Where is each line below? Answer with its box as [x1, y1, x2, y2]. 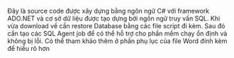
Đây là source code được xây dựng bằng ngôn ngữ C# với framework [7, 7, 210, 15]
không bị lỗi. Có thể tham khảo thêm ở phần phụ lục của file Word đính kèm [7, 37, 228, 45]
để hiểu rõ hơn [7, 45, 50, 52]
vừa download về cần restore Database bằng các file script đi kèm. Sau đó [7, 22, 225, 30]
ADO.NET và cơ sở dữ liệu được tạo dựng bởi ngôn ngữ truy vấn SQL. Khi [7, 14, 221, 23]
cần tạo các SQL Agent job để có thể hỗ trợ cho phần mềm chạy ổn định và [7, 29, 228, 37]
